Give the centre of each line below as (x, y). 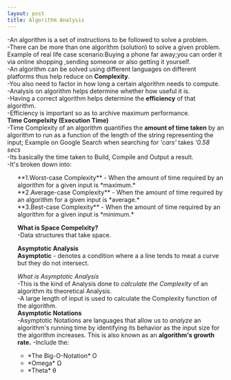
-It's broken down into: (40, 164)
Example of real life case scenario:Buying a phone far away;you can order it (115, 54)
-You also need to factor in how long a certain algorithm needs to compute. (114, 83)
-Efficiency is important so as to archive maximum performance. (98, 113)
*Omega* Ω (44, 363)
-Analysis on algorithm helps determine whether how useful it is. (99, 91)
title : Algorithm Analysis (46, 20)
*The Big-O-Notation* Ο (62, 355)
